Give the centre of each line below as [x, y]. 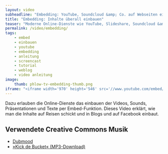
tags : [11, 33]
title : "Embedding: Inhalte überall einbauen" [54, 19]
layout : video [20, 10]
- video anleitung [33, 75]
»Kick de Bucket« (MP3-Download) [49, 147]
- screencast [28, 61]
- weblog [23, 70]
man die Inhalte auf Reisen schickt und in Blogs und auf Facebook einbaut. [82, 113]
